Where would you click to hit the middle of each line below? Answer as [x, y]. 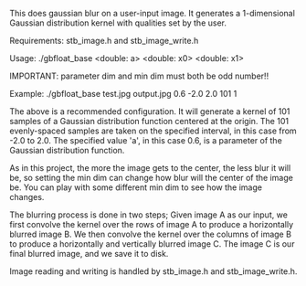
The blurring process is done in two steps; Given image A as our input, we [148, 215]
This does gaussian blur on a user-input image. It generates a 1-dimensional [152, 13]
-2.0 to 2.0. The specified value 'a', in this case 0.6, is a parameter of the [146, 140]
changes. [27, 197]
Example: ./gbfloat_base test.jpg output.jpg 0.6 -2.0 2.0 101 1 [123, 94]
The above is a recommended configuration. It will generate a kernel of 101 [150, 111]
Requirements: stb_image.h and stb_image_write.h [104, 41]
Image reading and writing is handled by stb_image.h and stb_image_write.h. [153, 271]
